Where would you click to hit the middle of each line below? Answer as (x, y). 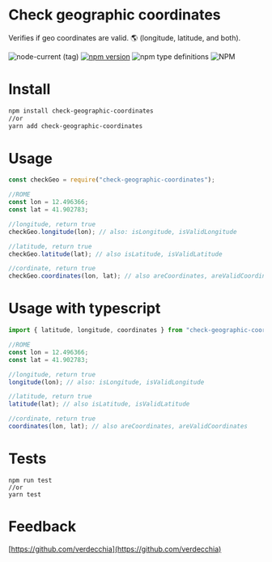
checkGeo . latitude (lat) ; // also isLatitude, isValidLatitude (115, 254)
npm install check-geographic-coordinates (81, 111)
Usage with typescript (85, 309)
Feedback (42, 526)
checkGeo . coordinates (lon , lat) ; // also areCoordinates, (108, 276)
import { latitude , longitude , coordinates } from (96, 330)
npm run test (30, 480)
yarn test (25, 494)
